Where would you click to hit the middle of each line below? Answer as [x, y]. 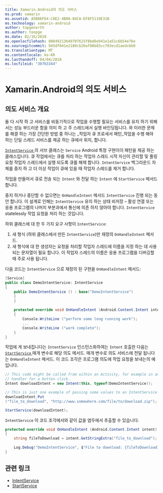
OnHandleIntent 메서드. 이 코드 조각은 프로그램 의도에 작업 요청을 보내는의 [80, 359]
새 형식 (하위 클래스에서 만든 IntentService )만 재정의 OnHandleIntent [78, 234]
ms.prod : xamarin [23, 14]
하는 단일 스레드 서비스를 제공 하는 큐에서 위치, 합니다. [56, 140]
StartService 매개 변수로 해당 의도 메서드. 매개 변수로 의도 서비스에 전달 [73, 353]
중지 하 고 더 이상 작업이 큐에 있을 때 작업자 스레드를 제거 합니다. [74, 169]
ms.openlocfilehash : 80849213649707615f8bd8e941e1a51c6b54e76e [70, 41]
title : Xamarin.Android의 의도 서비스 [41, 9]
